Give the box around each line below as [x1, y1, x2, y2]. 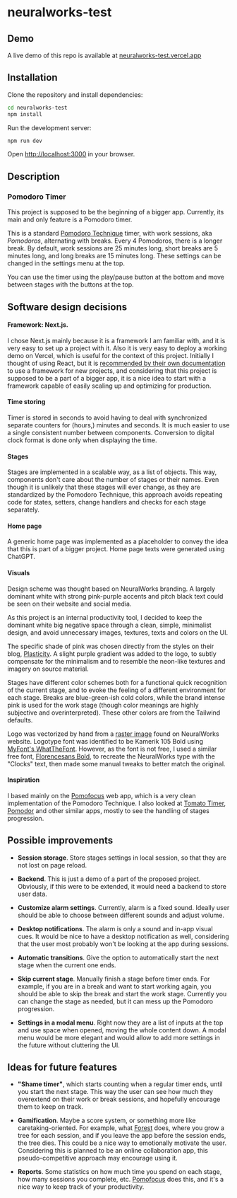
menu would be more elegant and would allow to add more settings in [17, 1033, 220, 1042]
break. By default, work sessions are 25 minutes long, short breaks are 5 [7, 244, 219, 253]
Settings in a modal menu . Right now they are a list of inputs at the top [17, 1018, 224, 1027]
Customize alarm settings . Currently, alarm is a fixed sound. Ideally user [17, 903, 230, 911]
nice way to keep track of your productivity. [17, 1182, 145, 1191]
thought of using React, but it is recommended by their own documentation [7, 359, 226, 367]
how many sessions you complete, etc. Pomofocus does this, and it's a [17, 1175, 224, 1184]
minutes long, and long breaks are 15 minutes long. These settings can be [7, 252, 221, 260]
